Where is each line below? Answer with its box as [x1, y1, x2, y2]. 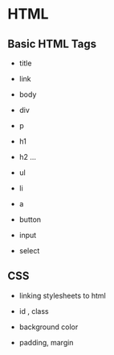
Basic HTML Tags [7, 37, 97, 51]
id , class [18, 306, 49, 315]
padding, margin [18, 337, 74, 347]
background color [18, 322, 79, 332]
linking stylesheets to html [18, 290, 106, 300]
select [18, 246, 40, 255]
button [18, 215, 42, 224]
